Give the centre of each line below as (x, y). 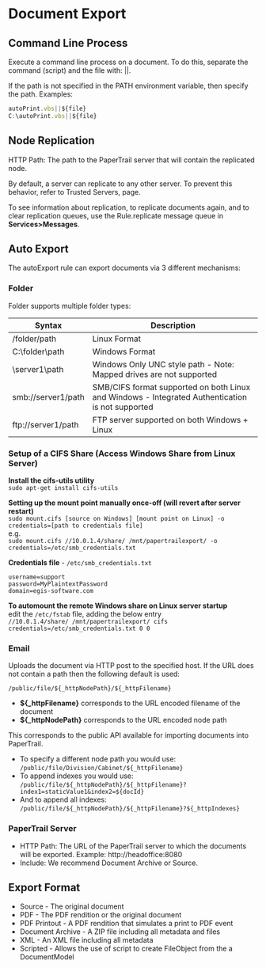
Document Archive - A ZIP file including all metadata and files (120, 932)
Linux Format (116, 339)
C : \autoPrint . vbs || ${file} (53, 116)
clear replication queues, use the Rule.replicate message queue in (116, 215)
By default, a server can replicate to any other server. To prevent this (120, 184)
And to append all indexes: (63, 799)
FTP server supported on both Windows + (170, 419)
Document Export (67, 14)
